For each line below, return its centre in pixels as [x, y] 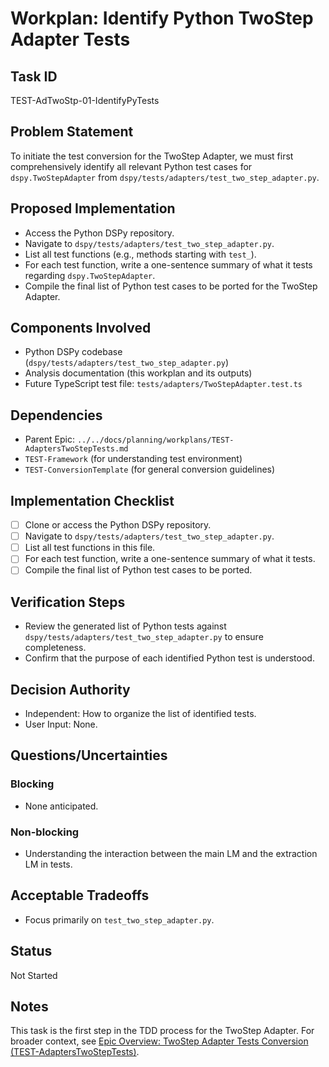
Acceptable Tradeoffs [80, 895]
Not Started [34, 975]
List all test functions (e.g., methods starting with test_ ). [140, 254]
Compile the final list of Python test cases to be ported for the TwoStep [171, 286]
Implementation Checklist [92, 500]
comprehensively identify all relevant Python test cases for [131, 166]
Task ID [34, 76]
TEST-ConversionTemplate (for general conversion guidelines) [150, 469]
